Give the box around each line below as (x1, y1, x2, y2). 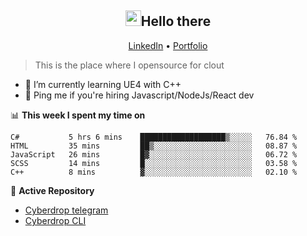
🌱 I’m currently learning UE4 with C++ (24, 78, 182, 90)
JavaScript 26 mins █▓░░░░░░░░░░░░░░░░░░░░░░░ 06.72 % (10, 149, 298, 160)
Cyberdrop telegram (24, 204, 109, 216)
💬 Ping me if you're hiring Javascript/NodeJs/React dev (24, 89, 255, 101)
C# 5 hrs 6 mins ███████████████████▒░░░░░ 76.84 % (10, 132, 298, 142)
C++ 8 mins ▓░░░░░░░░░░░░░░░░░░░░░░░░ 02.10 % (10, 167, 298, 177)
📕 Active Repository (10, 184, 95, 196)
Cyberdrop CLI (24, 214, 87, 226)
